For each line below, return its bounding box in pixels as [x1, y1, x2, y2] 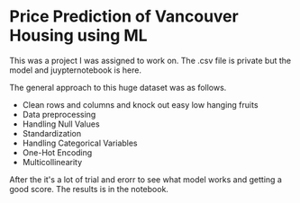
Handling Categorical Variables [22, 137, 138, 148]
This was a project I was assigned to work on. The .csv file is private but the [9, 55, 291, 66]
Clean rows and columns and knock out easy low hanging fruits [22, 99, 259, 110]
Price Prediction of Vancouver [9, 6, 239, 27]
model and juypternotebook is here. [9, 65, 142, 75]
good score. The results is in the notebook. [9, 183, 169, 194]
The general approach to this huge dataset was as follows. [9, 82, 227, 93]
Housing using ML [9, 25, 148, 46]
